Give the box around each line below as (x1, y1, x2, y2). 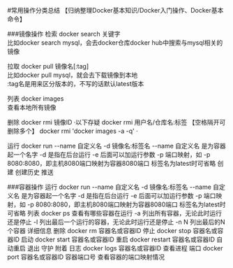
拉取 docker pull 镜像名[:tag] (7, 62, 89, 70)
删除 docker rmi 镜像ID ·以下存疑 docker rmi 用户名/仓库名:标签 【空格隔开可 (7, 118, 226, 126)
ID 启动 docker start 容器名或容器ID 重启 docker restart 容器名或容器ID (13, 235, 215, 244)
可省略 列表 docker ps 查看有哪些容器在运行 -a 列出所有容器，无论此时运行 (7, 209, 222, 217)
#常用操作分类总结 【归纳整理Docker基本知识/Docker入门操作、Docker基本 (7, 6, 224, 14)
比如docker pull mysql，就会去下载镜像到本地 (7, 71, 138, 79)
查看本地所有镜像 (7, 104, 57, 111)
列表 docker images (7, 94, 64, 103)
